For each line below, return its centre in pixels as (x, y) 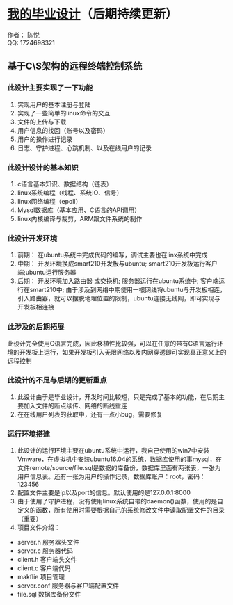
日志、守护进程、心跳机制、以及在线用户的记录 (84, 147)
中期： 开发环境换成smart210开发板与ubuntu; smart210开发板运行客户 (117, 264)
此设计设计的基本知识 (43, 168)
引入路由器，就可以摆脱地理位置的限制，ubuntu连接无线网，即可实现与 (119, 298)
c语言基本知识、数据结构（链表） (65, 184)
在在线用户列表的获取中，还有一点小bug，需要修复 (90, 414)
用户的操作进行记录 (45, 139)
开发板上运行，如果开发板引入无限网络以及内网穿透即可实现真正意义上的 (123, 352)
